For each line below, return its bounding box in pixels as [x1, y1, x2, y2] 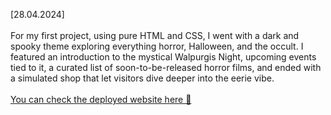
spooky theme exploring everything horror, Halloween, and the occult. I [10, 40, 304, 52]
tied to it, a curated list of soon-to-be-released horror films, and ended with [10, 62, 322, 73]
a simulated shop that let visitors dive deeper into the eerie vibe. [10, 72, 275, 84]
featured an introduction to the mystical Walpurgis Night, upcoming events [10, 51, 317, 63]
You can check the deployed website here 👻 [10, 94, 192, 105]
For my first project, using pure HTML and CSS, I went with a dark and [10, 30, 300, 41]
